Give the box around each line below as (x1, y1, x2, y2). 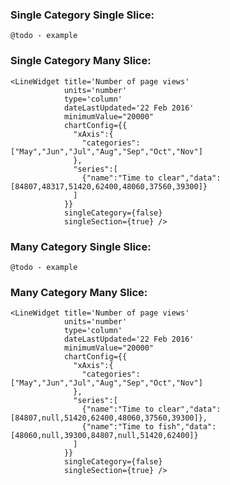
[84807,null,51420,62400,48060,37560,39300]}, (10, 413, 208, 423)
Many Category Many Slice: (10, 285, 148, 299)
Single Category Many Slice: (10, 54, 152, 68)
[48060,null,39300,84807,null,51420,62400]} (10, 431, 199, 441)
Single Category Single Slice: (10, 8, 155, 22)
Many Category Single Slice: (10, 239, 152, 253)
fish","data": (158, 422, 217, 432)
